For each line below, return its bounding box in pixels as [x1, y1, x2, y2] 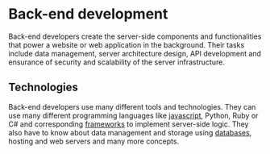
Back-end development [8, 5, 168, 23]
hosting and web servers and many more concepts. [8, 136, 180, 146]
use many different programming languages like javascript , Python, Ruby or [8, 110, 259, 120]
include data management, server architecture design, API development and [8, 48, 262, 58]
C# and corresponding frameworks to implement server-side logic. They [8, 119, 249, 129]
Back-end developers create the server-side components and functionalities [8, 31, 262, 41]
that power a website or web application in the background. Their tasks [8, 40, 245, 49]
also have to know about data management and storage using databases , [8, 127, 252, 137]
